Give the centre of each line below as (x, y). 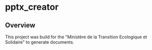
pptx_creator (32, 7)
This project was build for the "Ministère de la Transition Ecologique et (76, 37)
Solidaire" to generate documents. (40, 42)
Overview (20, 25)
